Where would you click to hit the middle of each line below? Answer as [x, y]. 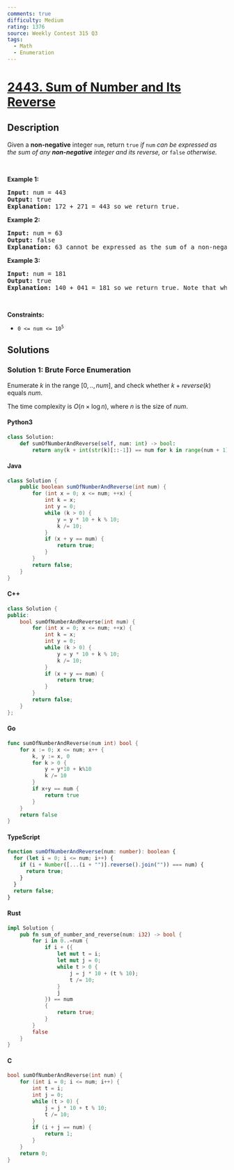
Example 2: [24, 219]
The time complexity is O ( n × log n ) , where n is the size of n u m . [97, 406]
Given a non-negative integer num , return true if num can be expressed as [112, 145]
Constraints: [26, 315]
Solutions [29, 350]
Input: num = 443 [37, 192]
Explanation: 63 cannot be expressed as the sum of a [101, 247]
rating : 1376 [26, 27]
